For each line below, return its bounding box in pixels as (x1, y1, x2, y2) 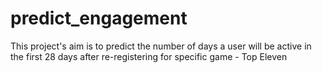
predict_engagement (10, 7, 188, 30)
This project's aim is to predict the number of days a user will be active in (10, 40, 312, 52)
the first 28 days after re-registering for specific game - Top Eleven (10, 50, 288, 62)
